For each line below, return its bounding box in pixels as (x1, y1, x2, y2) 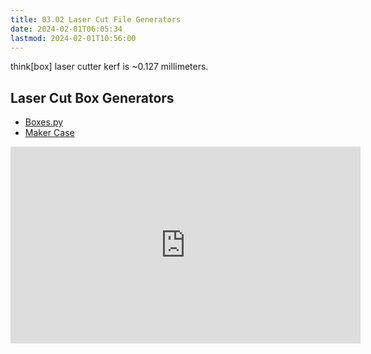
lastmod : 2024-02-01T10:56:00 (10, 33, 137, 43)
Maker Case (24, 127, 75, 139)
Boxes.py (24, 116, 64, 128)
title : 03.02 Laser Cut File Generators (10, 14, 182, 25)
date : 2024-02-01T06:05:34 (10, 24, 123, 34)
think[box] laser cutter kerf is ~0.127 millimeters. (10, 61, 209, 73)
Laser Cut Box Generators (10, 89, 175, 106)
